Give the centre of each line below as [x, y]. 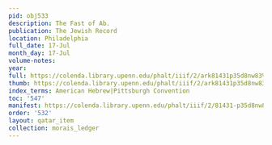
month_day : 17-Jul [39, 53]
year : [17, 68]
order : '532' [30, 114]
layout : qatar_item [41, 121]
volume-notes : [32, 61]
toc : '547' [27, 98]
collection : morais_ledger [54, 128]
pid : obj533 [28, 16]
